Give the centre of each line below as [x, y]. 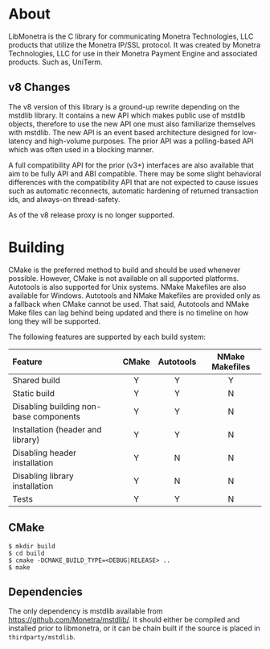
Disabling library [43, 476]
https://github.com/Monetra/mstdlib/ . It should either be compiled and [124, 620]
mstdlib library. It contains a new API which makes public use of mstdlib [127, 115]
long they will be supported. [55, 321]
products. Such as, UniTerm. [55, 62]
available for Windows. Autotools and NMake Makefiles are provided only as [135, 296]
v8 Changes [39, 87]
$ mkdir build [32, 546]
